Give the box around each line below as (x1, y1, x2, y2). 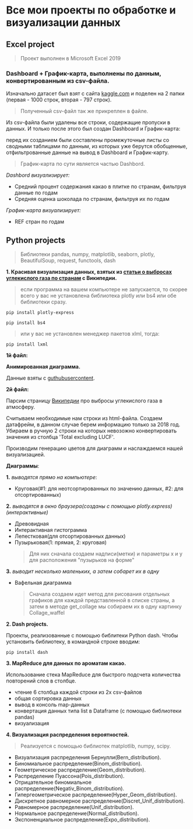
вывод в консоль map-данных (14, 701, 90, 708)
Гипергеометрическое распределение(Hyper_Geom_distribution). (14, 792, 177, 799)
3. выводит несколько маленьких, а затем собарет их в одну (6, 568, 159, 575)
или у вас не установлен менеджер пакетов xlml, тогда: (20, 330, 160, 337)
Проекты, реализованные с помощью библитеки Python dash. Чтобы (6, 632, 178, 639)
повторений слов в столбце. (6, 677, 77, 684)
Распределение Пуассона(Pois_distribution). (14, 773, 125, 780)
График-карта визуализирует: (6, 207, 82, 214)
